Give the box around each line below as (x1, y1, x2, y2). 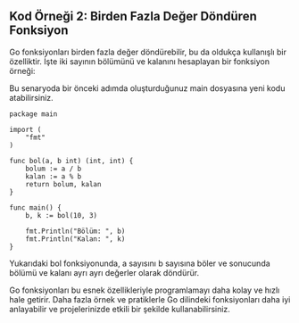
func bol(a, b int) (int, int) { (9, 156, 134, 165)
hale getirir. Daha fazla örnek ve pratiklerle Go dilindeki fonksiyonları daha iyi (9, 294, 291, 304)
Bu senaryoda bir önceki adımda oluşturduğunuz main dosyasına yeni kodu (9, 82, 286, 94)
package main (9, 109, 58, 119)
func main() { (9, 203, 62, 212)
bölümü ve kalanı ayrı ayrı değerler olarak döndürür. (9, 267, 199, 277)
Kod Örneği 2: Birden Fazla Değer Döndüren (9, 9, 257, 24)
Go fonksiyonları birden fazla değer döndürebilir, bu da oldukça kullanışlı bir (9, 46, 287, 57)
